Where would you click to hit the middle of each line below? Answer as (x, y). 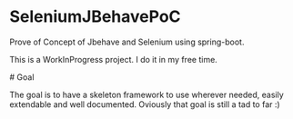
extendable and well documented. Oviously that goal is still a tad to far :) (145, 104)
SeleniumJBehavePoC (95, 17)
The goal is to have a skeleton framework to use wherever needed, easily (146, 94)
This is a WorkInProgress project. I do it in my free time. (114, 59)
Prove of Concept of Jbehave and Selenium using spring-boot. (127, 42)
